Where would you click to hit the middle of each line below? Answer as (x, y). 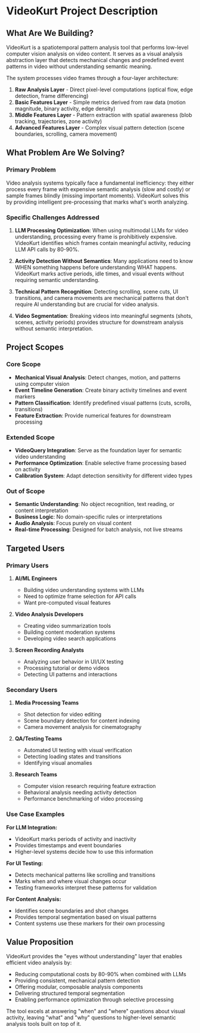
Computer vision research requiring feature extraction (90, 786)
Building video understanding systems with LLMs (84, 590)
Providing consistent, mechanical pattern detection (77, 980)
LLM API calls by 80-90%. (47, 249)
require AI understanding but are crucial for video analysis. (87, 304)
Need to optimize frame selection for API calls (80, 596)
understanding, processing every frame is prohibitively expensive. (96, 237)
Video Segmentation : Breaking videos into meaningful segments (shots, (104, 315)
